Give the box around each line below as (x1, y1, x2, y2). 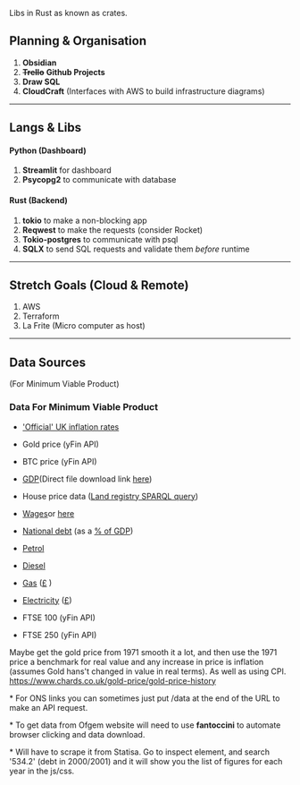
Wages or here (21, 508, 75, 518)
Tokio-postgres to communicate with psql (21, 234, 179, 244)
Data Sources (9, 354, 87, 370)
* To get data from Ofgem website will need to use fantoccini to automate (9, 720, 281, 730)
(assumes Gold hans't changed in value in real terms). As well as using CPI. (9, 666, 287, 677)
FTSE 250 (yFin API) (21, 629, 97, 640)
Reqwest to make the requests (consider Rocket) (21, 224, 204, 235)
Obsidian (21, 57, 57, 68)
